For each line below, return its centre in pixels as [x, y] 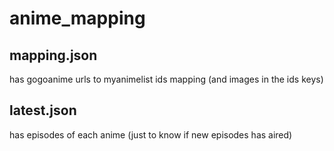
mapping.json [53, 55]
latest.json [43, 110]
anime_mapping [77, 18]
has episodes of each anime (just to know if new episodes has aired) [151, 134]
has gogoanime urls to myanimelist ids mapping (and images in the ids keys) [166, 79]
